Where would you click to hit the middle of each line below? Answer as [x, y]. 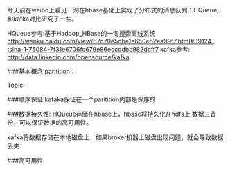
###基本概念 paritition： [42, 71]
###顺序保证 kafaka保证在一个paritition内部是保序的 [81, 99]
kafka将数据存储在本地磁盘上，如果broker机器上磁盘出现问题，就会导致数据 [115, 137]
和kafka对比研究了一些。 [43, 19]
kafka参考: [175, 49]
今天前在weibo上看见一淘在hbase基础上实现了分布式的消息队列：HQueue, [113, 10]
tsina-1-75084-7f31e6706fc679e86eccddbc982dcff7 [83, 49]
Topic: [16, 85]
